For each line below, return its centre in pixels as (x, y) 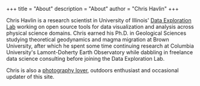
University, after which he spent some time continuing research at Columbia (100, 46)
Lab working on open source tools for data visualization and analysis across (100, 27)
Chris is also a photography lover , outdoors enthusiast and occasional (92, 70)
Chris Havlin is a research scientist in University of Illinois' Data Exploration (99, 20)
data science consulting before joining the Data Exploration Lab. (86, 59)
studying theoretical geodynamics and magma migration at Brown (88, 39)
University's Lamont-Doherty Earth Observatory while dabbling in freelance (100, 52)
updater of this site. (30, 77)
